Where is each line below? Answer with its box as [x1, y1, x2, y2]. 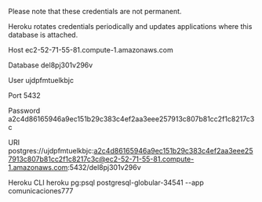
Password [8, 106, 41, 115]
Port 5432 [8, 91, 41, 100]
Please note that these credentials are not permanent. [8, 7, 182, 16]
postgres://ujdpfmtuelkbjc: [8, 146, 94, 155]
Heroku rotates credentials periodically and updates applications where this [8, 22, 253, 31]
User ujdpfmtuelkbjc [8, 76, 75, 85]
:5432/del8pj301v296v [67, 163, 141, 171]
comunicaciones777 [8, 186, 74, 195]
